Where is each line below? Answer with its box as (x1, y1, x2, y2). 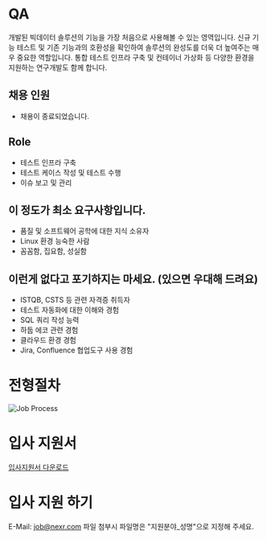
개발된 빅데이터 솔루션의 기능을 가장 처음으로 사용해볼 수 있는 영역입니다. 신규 (8, 32, 251, 42)
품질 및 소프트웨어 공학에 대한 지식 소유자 (19, 226, 150, 236)
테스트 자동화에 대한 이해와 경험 (19, 305, 119, 315)
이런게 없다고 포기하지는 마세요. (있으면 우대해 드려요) (8, 272, 259, 286)
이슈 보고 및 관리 (19, 178, 72, 187)
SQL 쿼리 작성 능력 (19, 315, 80, 325)
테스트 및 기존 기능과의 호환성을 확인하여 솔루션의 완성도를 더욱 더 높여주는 (16, 42, 251, 52)
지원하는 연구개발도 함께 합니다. (8, 62, 108, 72)
